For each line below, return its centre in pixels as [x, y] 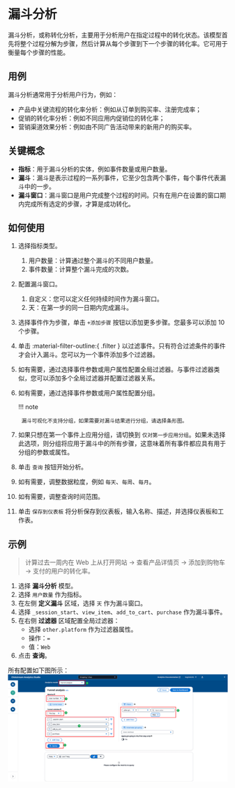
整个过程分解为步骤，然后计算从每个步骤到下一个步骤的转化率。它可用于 [124, 43]
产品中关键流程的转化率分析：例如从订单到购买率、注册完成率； [109, 109]
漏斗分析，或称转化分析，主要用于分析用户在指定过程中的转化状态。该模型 [115, 35]
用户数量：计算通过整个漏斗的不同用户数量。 [93, 261]
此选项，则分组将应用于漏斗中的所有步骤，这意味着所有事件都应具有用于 [122, 444]
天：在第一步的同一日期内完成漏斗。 [81, 308]
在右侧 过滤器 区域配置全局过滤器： [69, 621]
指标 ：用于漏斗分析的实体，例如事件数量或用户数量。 [94, 169]
